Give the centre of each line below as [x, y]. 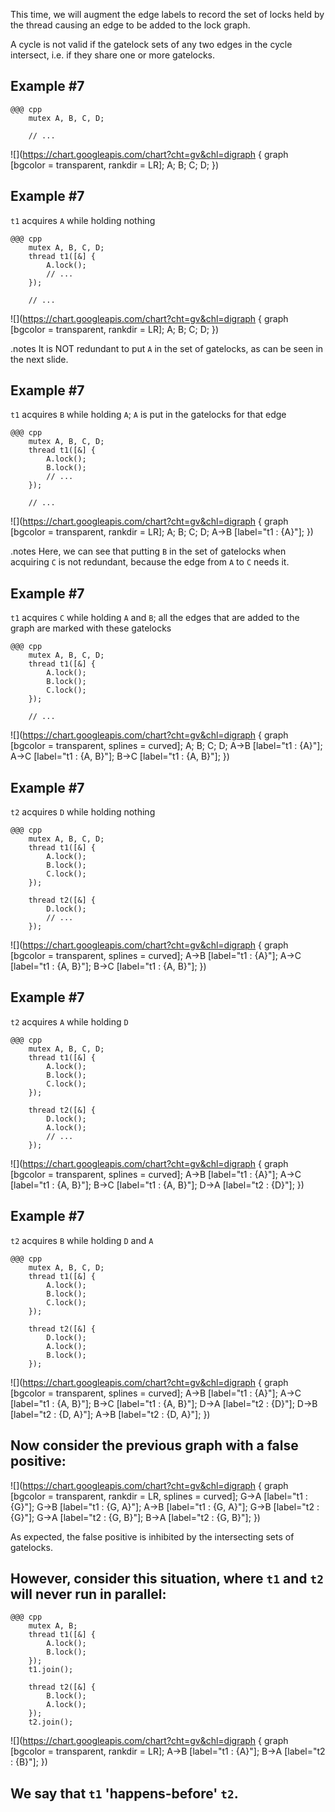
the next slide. [39, 359]
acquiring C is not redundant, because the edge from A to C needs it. [150, 562]
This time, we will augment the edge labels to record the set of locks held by [167, 14]
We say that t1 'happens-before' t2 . [124, 1793]
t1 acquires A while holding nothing [83, 220]
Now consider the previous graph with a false [154, 1445]
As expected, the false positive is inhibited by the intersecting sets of [152, 1536]
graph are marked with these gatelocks [91, 628]
